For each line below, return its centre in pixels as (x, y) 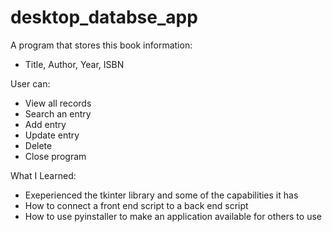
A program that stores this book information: (101, 45)
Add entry (45, 124)
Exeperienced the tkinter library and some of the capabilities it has (161, 195)
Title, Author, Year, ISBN (74, 64)
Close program (55, 156)
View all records (58, 103)
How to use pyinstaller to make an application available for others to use (173, 216)
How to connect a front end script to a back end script (136, 205)
